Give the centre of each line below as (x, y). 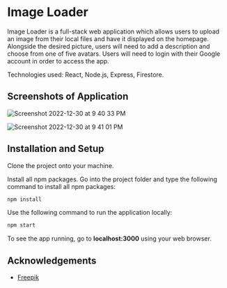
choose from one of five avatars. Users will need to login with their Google (114, 54)
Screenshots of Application (68, 97)
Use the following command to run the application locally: (90, 213)
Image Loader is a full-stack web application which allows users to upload (113, 31)
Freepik (28, 278)
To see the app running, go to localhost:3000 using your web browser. (110, 238)
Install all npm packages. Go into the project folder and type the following (112, 179)
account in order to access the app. (58, 61)
